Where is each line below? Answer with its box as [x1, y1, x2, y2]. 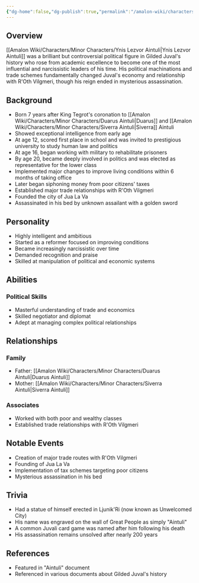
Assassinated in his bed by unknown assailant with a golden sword [14, 200, 178, 207]
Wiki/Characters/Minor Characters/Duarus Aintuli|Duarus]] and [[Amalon [14, 117, 192, 125]
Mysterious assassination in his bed [14, 473, 102, 480]
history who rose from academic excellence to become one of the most [6, 59, 181, 66]
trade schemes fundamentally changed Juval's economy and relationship [6, 72, 185, 79]
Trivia [6, 490, 28, 500]
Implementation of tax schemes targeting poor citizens [14, 467, 149, 474]
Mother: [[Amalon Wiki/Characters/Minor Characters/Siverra [14, 380, 162, 387]
